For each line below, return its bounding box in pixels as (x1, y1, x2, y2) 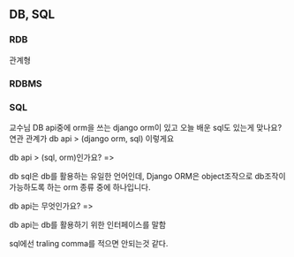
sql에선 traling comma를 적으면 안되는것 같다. (9, 238, 169, 248)
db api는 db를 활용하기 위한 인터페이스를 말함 (9, 219, 166, 230)
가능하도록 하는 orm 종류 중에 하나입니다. (9, 181, 151, 193)
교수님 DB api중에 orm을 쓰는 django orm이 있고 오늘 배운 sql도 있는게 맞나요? (9, 122, 283, 132)
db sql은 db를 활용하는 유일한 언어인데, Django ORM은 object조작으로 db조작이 (9, 170, 286, 181)
